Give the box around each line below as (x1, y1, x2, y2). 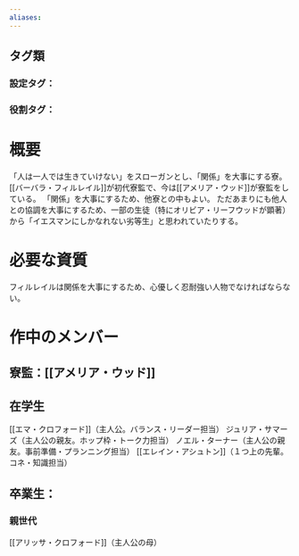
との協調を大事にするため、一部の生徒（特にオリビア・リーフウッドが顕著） (9, 204, 291, 215)
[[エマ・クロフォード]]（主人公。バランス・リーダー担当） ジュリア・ (9, 424, 265, 435)
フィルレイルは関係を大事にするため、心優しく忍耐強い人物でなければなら (9, 281, 283, 292)
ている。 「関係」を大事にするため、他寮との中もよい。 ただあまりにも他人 (9, 193, 287, 203)
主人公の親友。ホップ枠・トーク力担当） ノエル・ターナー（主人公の (24, 435, 278, 446)
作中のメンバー (9, 327, 120, 347)
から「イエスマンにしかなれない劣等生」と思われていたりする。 (9, 215, 244, 226)
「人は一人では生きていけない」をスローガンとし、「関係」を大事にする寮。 (9, 170, 287, 181)
